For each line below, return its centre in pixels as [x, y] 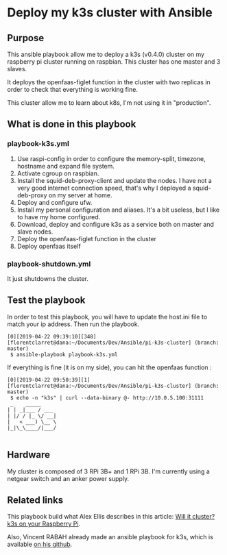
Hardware [28, 455]
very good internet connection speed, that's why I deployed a [104, 188]
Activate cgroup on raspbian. [58, 173]
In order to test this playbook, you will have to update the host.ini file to [107, 317]
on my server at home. [80, 195]
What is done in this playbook [72, 124]
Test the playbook [46, 300]
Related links [35, 500]
